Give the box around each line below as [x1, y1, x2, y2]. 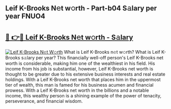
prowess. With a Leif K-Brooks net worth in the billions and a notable [5, 87, 149, 93]
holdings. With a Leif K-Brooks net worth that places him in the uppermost [5, 77, 161, 83]
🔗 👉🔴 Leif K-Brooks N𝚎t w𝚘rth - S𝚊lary [5, 33, 134, 42]
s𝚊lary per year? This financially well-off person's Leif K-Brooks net [21, 55, 164, 60]
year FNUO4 [5, 12, 45, 21]
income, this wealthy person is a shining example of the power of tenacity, [5, 93, 162, 98]
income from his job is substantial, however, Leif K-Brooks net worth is [5, 66, 154, 71]
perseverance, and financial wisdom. [5, 98, 83, 104]
